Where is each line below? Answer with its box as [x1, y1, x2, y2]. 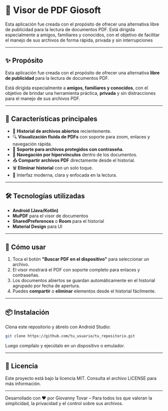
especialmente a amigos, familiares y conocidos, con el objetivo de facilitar [5, 32, 160, 38]
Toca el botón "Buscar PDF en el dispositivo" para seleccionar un [12, 256, 149, 262]
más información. [5, 380, 41, 386]
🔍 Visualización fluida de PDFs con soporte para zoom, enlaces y [12, 133, 150, 140]
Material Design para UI [12, 223, 62, 230]
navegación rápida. [12, 141, 52, 147]
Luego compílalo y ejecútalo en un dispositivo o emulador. [5, 342, 125, 348]
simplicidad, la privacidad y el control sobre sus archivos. [5, 400, 123, 406]
